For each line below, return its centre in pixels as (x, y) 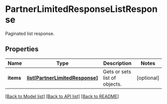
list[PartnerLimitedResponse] (62, 78)
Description (117, 63)
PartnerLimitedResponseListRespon (82, 9)
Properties (22, 49)
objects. (112, 84)
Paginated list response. (30, 33)
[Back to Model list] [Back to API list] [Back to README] (62, 96)
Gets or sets (117, 72)
